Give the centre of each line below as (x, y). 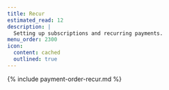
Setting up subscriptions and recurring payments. (88, 33)
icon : (15, 46)
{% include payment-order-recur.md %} (65, 79)
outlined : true (35, 59)
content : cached (37, 53)
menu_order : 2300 (32, 40)
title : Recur (26, 14)
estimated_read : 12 (35, 20)
